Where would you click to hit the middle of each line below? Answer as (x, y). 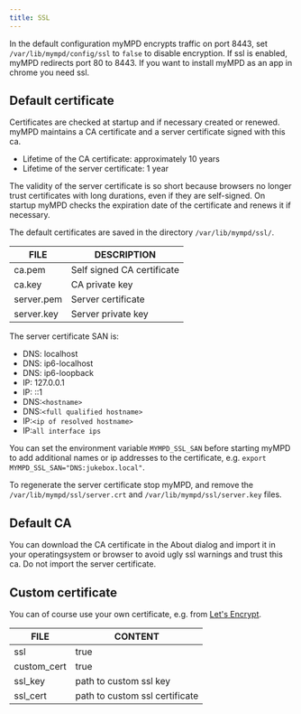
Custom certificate (64, 592)
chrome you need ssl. (50, 72)
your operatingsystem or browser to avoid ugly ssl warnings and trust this (146, 554)
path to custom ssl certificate (137, 696)
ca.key (28, 285)
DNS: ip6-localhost (58, 363)
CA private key (102, 285)
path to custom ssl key (123, 681)
